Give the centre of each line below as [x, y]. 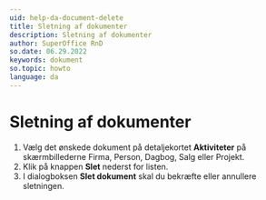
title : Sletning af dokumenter [69, 26]
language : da [34, 77]
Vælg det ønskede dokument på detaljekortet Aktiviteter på [134, 147]
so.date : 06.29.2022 [49, 52]
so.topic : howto [40, 69]
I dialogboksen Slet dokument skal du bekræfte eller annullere [139, 176]
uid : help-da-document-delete [67, 18]
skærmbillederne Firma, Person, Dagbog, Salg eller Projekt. [133, 156]
